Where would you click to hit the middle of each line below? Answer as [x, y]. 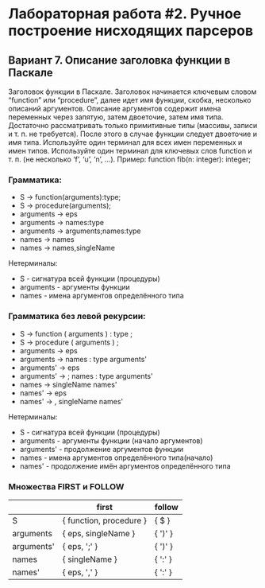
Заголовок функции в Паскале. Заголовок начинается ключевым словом [132, 92]
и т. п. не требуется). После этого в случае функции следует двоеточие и [133, 134]
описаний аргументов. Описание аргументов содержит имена [115, 109]
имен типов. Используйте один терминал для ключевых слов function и [130, 151]
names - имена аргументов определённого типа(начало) [116, 458]
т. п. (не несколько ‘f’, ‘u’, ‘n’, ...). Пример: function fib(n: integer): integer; [130, 159]
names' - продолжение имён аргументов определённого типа [125, 465]
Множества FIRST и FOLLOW [66, 486]
